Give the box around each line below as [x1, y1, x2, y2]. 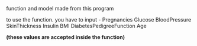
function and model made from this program [6, 5, 114, 12]
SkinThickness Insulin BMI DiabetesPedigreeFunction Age [6, 23, 147, 29]
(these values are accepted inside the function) [6, 34, 125, 40]
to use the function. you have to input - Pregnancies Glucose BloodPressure [6, 16, 192, 23]
